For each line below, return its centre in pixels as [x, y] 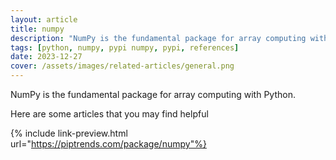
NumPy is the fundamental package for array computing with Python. [153, 94]
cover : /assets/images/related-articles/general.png [122, 66]
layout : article [44, 19]
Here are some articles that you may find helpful [109, 114]
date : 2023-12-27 [46, 57]
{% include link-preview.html [69, 133]
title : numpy [37, 29]
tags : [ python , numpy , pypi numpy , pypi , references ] [125, 47]
